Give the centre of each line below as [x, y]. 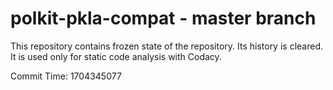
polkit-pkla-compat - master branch [163, 18]
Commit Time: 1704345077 [66, 76]
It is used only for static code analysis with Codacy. [116, 56]
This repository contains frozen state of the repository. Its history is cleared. [166, 46]
